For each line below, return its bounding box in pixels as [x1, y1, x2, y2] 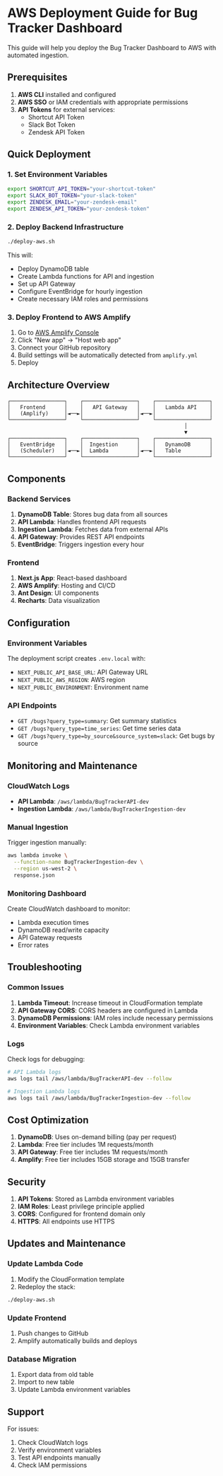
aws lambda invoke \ [7, 852, 68, 859]
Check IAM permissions [17, 1461, 88, 1470]
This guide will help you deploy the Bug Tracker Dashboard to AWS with [7, 43, 217, 52]
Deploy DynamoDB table [17, 265, 90, 273]
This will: [7, 251, 33, 260]
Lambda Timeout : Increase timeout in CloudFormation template [17, 998, 203, 1007]
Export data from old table [17, 1371, 94, 1379]
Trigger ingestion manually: [7, 838, 87, 847]
